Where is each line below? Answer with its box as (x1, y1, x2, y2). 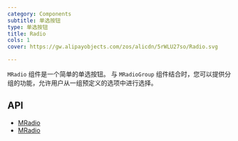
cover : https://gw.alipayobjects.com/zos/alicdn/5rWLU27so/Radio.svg (7, 43, 219, 50)
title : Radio (7, 30, 46, 38)
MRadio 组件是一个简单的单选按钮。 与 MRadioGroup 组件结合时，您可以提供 (7, 70, 225, 78)
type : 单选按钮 (7, 23, 48, 30)
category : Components (7, 10, 72, 18)
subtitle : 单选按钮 (7, 17, 61, 24)
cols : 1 (7, 37, 31, 44)
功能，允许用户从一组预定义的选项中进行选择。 (19, 79, 157, 87)
